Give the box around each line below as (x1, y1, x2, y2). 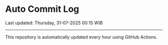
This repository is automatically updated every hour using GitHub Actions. (5, 34, 157, 40)
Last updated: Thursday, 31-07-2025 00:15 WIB (5, 20, 103, 26)
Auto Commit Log (5, 3, 79, 15)
